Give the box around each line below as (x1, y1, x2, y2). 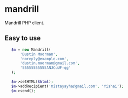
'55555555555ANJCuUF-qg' (20, 65, 71, 70)
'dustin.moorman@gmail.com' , (20, 61, 80, 66)
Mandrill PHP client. (4, 20, 45, 26)
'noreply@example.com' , (20, 56, 69, 61)
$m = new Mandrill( (11, 47, 51, 52)
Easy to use (4, 34, 41, 42)
